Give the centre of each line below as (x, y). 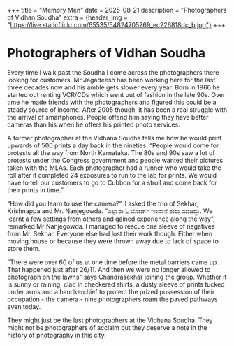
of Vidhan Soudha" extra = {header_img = (67, 17)
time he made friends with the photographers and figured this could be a (112, 102)
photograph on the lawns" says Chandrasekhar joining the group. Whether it (117, 277)
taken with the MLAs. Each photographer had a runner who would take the (114, 168)
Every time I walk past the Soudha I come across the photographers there (113, 72)
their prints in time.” (36, 190)
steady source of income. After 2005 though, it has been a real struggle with (117, 109)
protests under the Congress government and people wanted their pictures (115, 160)
